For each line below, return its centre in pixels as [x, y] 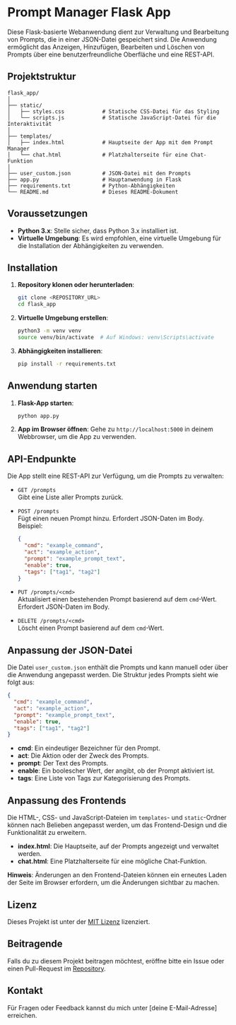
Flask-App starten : [46, 403]
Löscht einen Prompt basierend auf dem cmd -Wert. [91, 628]
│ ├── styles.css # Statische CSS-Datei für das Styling [113, 111]
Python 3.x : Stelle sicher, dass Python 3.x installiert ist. [98, 230]
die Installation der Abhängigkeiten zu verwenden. [90, 245]
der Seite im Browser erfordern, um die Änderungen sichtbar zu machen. [113, 883]
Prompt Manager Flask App [89, 12]
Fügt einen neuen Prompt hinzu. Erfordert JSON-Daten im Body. [111, 519]
